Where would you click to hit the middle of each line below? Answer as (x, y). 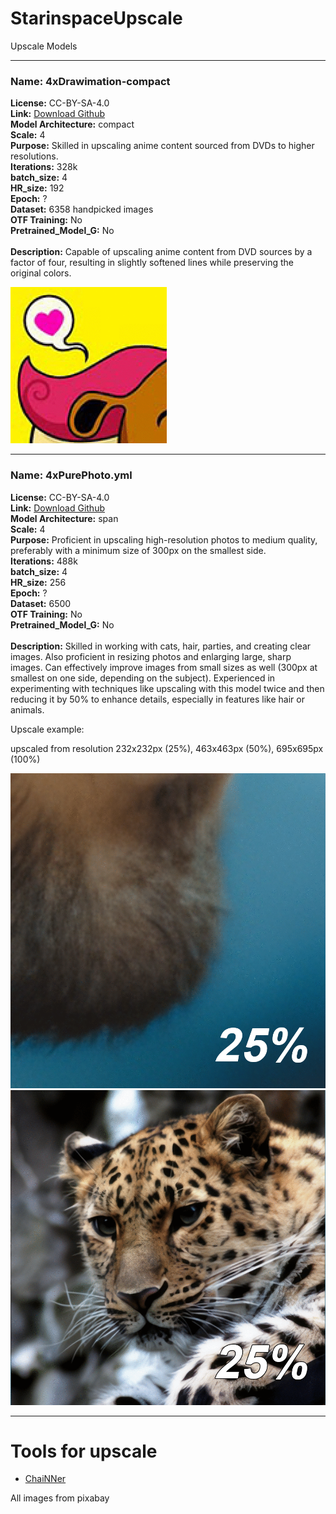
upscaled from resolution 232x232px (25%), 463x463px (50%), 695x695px (167, 748)
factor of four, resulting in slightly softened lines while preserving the (152, 263)
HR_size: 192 (37, 188)
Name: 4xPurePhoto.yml (71, 475)
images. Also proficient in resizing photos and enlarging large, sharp (151, 656)
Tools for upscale (84, 1451)
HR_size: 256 (38, 582)
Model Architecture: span (64, 518)
